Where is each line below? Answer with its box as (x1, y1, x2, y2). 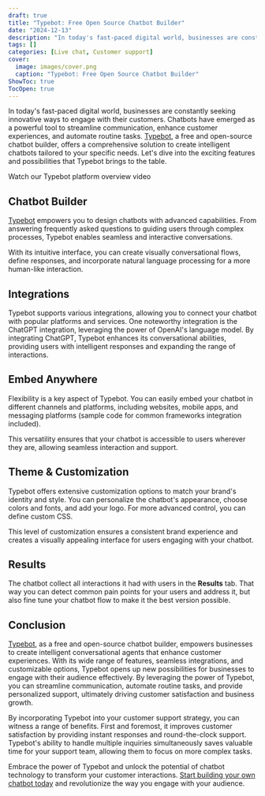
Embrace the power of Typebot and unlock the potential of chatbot (8, 762, 225, 772)
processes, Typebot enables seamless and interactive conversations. (8, 232, 233, 242)
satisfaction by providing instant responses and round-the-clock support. (8, 730, 247, 739)
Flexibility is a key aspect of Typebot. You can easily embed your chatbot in (8, 393, 254, 403)
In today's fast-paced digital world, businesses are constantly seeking (8, 106, 237, 116)
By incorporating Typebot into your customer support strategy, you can (8, 713, 240, 723)
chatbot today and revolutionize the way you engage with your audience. (8, 779, 245, 788)
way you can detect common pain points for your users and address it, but (8, 587, 251, 597)
